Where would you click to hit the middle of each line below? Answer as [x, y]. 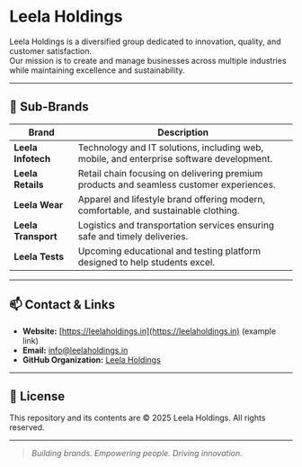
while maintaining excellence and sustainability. [98, 70]
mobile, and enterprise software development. [175, 158]
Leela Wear [39, 204]
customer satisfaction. [51, 50]
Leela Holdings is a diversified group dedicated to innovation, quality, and [145, 41]
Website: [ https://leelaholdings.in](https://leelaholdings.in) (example [149, 331]
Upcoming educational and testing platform [169, 251]
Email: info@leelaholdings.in [75, 350]
